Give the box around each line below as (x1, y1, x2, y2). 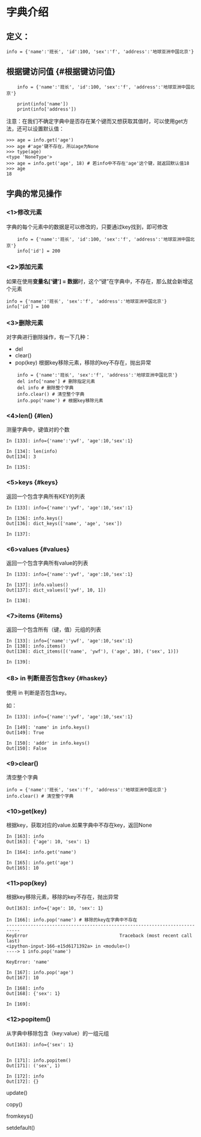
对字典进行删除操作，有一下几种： (6, 333, 91, 340)
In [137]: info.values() (6, 582, 69, 588)
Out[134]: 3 (6, 454, 36, 460)
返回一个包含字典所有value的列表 (6, 559, 88, 566)
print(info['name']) (17, 100, 69, 107)
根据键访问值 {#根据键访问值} (6, 67, 116, 77)
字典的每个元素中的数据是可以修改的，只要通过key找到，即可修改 (6, 223, 169, 230)
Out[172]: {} (6, 1078, 39, 1085)
